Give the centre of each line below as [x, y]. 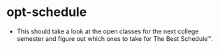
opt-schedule [47, 12]
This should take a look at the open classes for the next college [108, 31]
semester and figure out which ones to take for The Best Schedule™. [115, 38]
